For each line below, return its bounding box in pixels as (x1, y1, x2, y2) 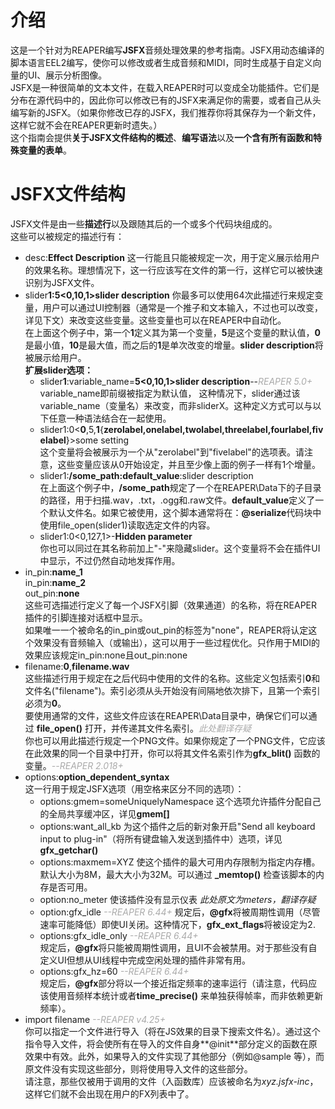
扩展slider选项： (24, 364, 94, 376)
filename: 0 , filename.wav (24, 660, 130, 672)
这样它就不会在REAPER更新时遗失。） (10, 119, 163, 131)
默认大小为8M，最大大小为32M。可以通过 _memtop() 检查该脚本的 (39, 868, 317, 880)
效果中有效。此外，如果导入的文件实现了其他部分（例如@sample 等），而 (24, 1050, 325, 1062)
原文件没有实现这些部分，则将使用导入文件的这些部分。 (24, 1062, 253, 1075)
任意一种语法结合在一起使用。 (48, 412, 172, 424)
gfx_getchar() (39, 844, 99, 856)
